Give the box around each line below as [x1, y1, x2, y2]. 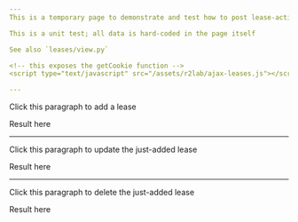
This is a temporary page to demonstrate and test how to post [9, 12, 248, 22]
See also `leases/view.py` [9, 45, 109, 54]
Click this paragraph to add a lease [9, 101, 137, 112]
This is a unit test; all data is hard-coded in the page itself [9, 28, 255, 38]
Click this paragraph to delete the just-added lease [9, 187, 195, 198]
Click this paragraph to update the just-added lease [9, 144, 198, 155]
